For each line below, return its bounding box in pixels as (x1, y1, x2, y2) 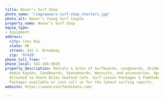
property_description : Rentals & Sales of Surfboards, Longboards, (5, 66, 145, 71)
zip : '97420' (9, 52, 36, 58)
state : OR (9, 43, 29, 48)
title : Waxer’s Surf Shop (5, 7, 58, 12)
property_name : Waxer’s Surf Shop (5, 20, 76, 26)
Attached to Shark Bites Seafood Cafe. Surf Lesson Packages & (9, 75, 141, 80)
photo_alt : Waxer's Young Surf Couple (5, 16, 84, 21)
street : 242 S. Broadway (9, 48, 60, 53)
